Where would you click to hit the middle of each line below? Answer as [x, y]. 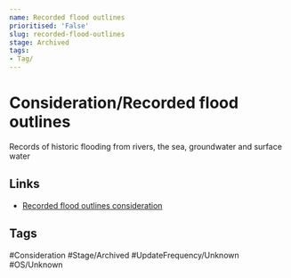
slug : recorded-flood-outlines [67, 34]
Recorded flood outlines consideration [92, 205]
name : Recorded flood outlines [67, 17]
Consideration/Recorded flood [124, 103]
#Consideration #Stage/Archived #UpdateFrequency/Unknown [125, 255]
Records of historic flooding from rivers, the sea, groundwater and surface [146, 146]
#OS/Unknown [36, 265]
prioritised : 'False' [49, 26]
